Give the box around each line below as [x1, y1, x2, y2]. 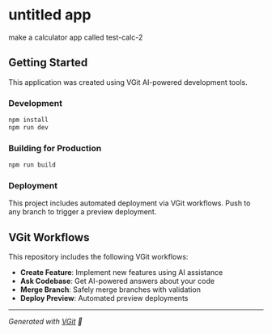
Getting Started [8, 56, 88, 70]
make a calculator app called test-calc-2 [8, 32, 143, 42]
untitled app [8, 6, 91, 24]
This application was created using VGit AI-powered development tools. [8, 77, 249, 87]
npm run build [8, 161, 57, 169]
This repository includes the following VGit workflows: [8, 252, 189, 262]
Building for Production [8, 142, 102, 154]
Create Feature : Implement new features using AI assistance [19, 268, 223, 277]
